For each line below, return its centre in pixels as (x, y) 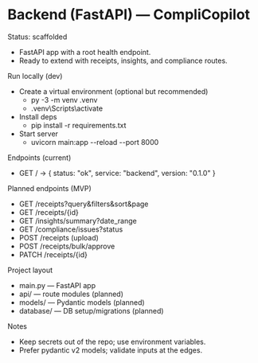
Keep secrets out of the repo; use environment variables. (112, 342)
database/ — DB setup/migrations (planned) (91, 310)
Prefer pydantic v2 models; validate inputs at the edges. (111, 350)
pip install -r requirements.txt (78, 125)
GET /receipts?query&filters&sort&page (84, 204)
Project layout (30, 270)
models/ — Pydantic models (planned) (82, 302)
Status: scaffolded (37, 37)
